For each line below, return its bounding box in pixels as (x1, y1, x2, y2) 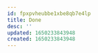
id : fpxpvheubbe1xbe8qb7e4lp (7, 10, 91, 17)
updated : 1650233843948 (7, 29, 76, 36)
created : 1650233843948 (7, 36, 76, 43)
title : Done (7, 17, 41, 23)
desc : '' (7, 23, 32, 30)
